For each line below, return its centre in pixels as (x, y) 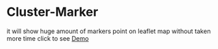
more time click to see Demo (48, 38)
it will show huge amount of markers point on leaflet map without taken (109, 31)
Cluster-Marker (52, 12)
